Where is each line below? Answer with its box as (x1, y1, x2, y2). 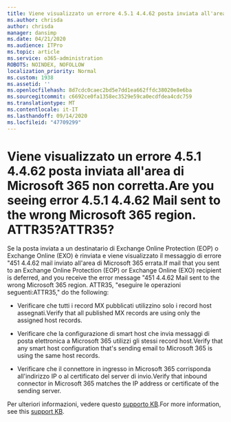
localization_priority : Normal (7, 67, 97, 74)
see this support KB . (7, 408, 65, 416)
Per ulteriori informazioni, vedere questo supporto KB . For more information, (7, 400, 221, 408)
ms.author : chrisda (7, 17, 63, 23)
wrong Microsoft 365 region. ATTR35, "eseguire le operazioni (7, 281, 181, 289)
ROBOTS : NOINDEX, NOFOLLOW (7, 61, 85, 68)
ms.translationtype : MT (7, 100, 76, 107)
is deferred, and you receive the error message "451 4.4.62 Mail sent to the (7, 273, 220, 282)
